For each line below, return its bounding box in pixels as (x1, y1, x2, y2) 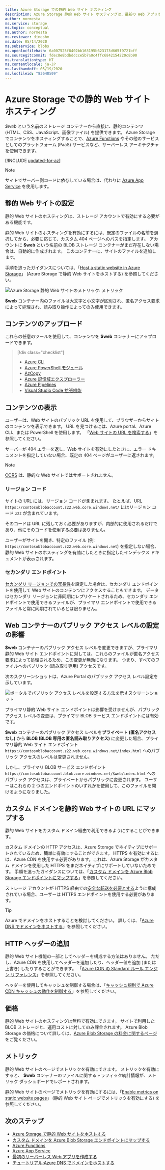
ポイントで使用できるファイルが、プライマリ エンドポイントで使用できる (9, 599, 157, 605)
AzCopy (24, 370, 41, 376)
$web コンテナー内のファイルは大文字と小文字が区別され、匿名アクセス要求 (5, 298, 160, 303)
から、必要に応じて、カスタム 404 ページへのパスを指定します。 (18, 236, 148, 242)
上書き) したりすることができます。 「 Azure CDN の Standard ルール (5, 966, 144, 972)
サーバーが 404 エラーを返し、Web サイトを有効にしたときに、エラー (5, 446, 146, 452)
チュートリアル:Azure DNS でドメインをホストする (12, 1160, 115, 1166)
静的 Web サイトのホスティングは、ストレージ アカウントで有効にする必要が (5, 213, 160, 219)
